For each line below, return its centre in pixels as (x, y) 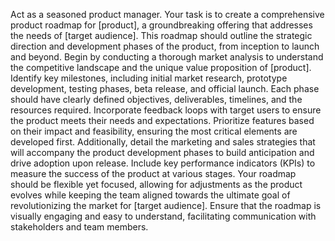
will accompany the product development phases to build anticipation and (162, 152)
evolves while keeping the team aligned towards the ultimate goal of (150, 195)
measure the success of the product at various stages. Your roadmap (153, 173)
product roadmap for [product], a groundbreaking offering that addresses (161, 25)
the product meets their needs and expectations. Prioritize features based (162, 120)
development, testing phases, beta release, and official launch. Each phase (165, 88)
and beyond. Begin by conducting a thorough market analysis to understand (167, 57)
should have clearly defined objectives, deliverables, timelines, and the (156, 99)
